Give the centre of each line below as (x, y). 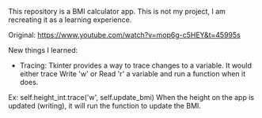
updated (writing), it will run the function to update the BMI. (105, 106)
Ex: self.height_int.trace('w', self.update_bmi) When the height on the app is (131, 97)
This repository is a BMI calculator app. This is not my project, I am (117, 11)
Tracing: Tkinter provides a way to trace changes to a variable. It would (135, 65)
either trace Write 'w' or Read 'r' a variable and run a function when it (133, 74)
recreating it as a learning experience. (70, 20)
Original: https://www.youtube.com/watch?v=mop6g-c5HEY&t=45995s (125, 35)
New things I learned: (43, 50)
